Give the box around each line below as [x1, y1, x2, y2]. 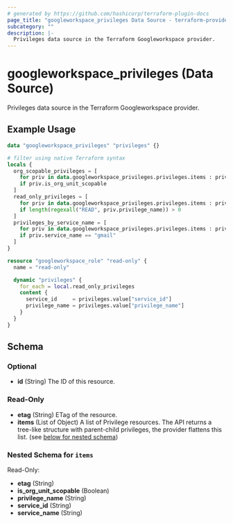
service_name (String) [17, 508, 83, 517]
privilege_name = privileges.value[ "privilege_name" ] [25, 303, 185, 310]
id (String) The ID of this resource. [17, 378, 116, 386]
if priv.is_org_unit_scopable [19, 180, 107, 187]
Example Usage [7, 124, 76, 135]
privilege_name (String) [17, 493, 87, 502]
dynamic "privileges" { [13, 276, 82, 283]
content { [19, 289, 49, 296]
